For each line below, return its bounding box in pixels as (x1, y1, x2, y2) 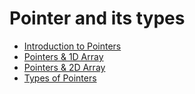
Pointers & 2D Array (23, 61, 106, 73)
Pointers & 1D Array (23, 50, 104, 62)
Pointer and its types (9, 7, 186, 30)
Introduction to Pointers (23, 40, 122, 52)
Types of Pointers (23, 72, 97, 84)
